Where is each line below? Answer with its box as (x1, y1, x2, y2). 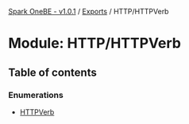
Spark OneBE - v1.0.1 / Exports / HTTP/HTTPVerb (8, 7, 169, 16)
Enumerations (8, 89, 64, 100)
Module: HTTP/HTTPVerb (8, 35, 181, 52)
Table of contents (8, 66, 97, 79)
